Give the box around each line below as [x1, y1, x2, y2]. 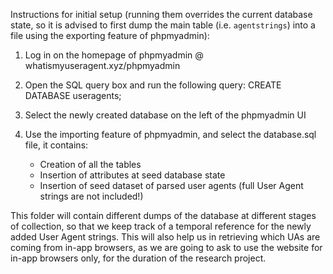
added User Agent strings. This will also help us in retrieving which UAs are [10, 231, 321, 243]
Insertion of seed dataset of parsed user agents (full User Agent [39, 180, 304, 191]
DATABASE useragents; [24, 90, 122, 101]
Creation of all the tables [39, 159, 142, 170]
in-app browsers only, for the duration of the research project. [10, 252, 267, 264]
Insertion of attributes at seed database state [39, 169, 226, 181]
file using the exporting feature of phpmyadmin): [10, 30, 210, 41]
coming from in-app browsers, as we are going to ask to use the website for [10, 242, 323, 253]
